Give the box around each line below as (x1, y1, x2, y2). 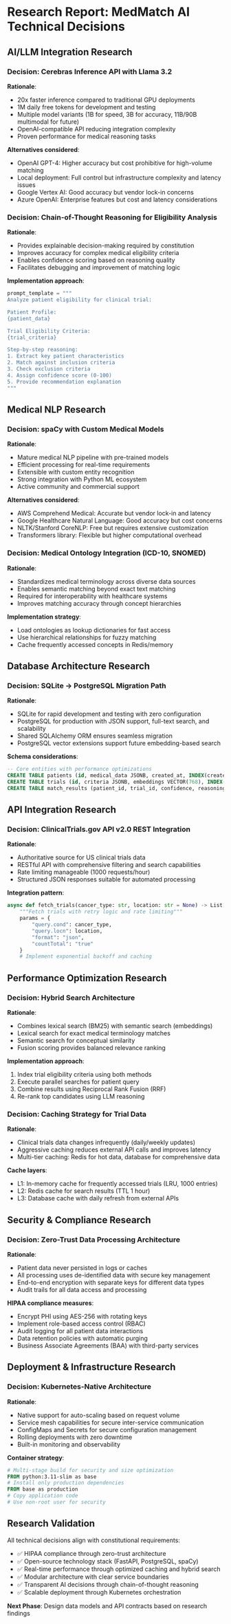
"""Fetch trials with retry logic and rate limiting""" (19, 908, 184, 915)
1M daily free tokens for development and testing (16, 102, 156, 111)
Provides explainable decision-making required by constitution (16, 241, 195, 250)
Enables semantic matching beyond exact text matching (16, 584, 176, 593)
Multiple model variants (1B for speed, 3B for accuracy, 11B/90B (16, 110, 197, 118)
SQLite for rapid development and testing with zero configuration (16, 710, 201, 718)
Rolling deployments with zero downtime (16, 1433, 133, 1441)
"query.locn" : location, (32, 928, 103, 934)
